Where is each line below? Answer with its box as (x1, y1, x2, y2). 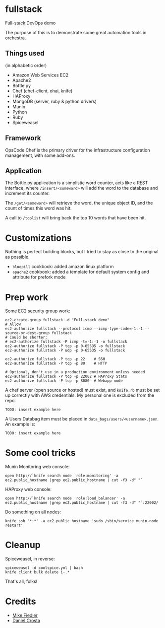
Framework (5, 134, 41, 142)
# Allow (5, 322, 21, 327)
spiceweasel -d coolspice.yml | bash (5, 565, 83, 570)
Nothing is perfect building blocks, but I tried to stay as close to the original (5, 249, 159, 255)
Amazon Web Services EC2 (12, 72, 69, 78)
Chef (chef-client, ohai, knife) (12, 88, 73, 94)
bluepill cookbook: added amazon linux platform (12, 264, 114, 270)
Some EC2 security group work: (5, 308, 70, 314)
